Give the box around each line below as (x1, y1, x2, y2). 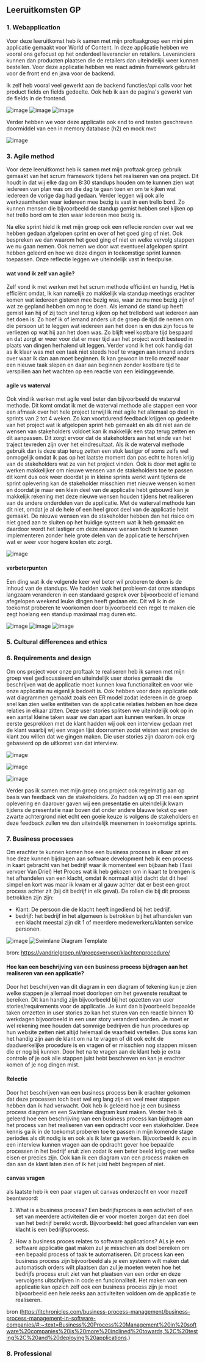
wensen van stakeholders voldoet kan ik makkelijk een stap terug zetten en (6, 428, 195, 435)
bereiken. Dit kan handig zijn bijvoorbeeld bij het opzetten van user (6, 996, 174, 1003)
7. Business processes (6, 835, 74, 843)
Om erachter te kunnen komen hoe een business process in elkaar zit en (6, 849, 189, 856)
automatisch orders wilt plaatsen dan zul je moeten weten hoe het (15, 1263, 181, 1271)
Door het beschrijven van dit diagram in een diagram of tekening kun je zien (6, 983, 197, 991)
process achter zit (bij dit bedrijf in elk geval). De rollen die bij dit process (6, 887, 190, 895)
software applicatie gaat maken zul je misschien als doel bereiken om (15, 1244, 190, 1251)
